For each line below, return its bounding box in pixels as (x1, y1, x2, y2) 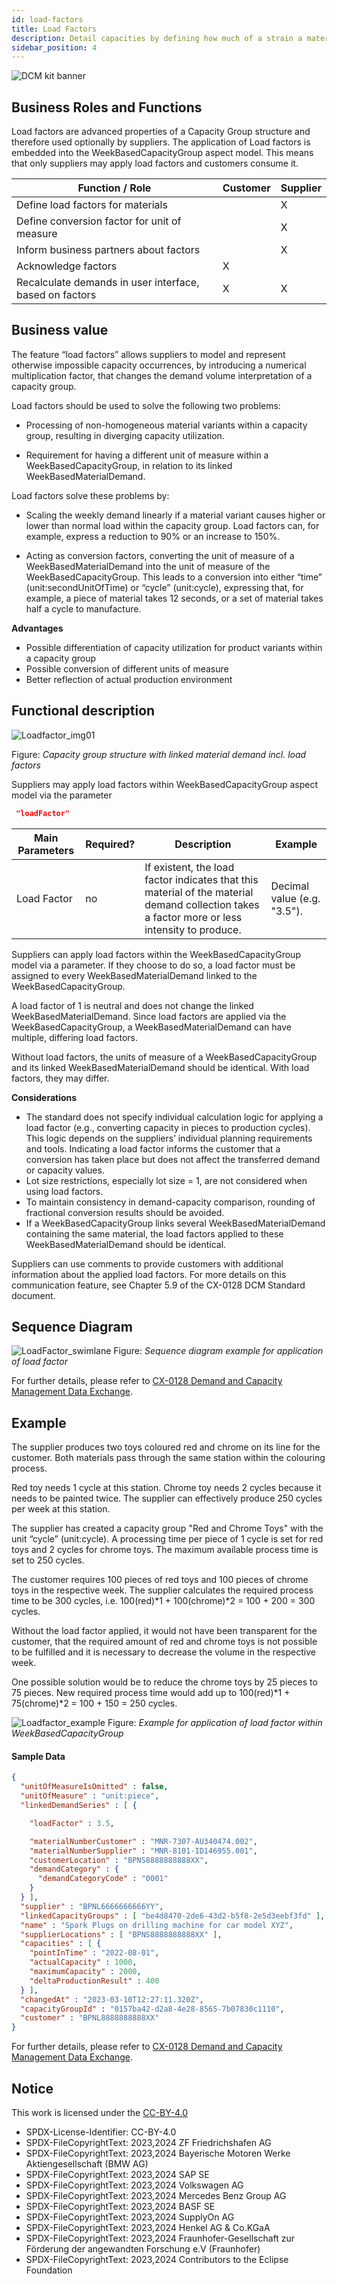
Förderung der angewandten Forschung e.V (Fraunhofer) (25, 2242, 261, 2255)
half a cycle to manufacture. (25, 602, 142, 615)
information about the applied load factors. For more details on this (11, 1268, 287, 1280)
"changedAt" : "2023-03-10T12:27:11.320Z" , (20, 1994, 204, 2005)
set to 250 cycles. (11, 1554, 85, 1566)
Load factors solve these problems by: (11, 489, 170, 501)
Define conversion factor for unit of (16, 214, 182, 228)
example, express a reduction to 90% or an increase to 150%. (25, 530, 281, 542)
